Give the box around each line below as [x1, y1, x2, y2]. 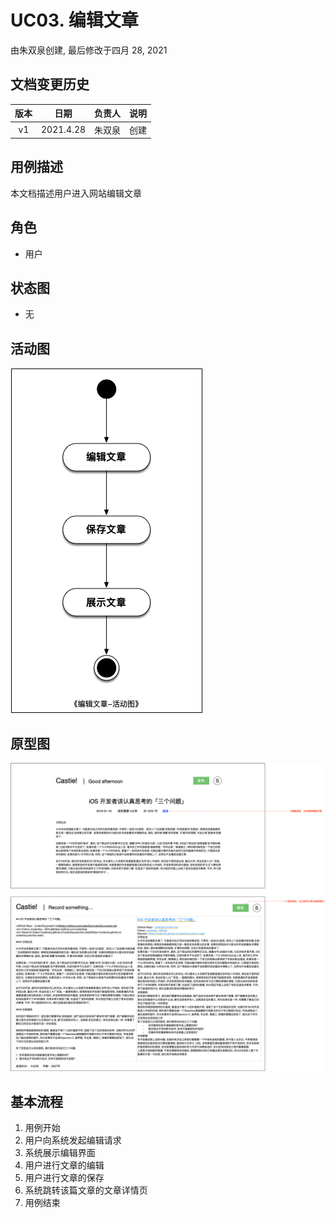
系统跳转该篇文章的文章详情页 [24, 1184, 148, 1196]
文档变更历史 [10, 76, 90, 93]
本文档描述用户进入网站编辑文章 [10, 187, 142, 199]
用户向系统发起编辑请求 [24, 1134, 122, 1146]
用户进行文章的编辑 [24, 1159, 105, 1171]
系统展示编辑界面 [24, 1147, 96, 1159]
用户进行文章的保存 [24, 1172, 105, 1184]
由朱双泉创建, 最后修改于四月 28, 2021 [10, 44, 168, 56]
